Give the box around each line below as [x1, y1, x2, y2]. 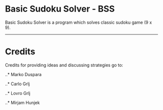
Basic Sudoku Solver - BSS [5, 3, 115, 15]
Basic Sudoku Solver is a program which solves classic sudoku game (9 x [5, 19, 152, 25]
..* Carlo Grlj [5, 81, 30, 87]
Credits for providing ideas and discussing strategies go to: [5, 62, 123, 68]
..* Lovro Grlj [5, 90, 31, 96]
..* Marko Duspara [5, 71, 42, 77]
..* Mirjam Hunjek [5, 99, 40, 105]
